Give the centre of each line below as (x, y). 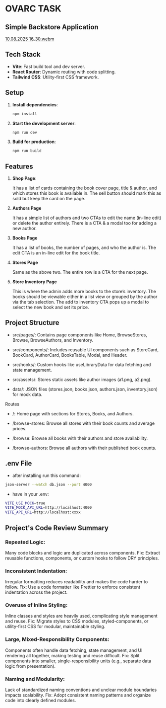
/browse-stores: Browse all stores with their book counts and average (83, 423)
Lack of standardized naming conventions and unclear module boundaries (81, 690)
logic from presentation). (30, 666)
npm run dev (25, 132)
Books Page (25, 238)
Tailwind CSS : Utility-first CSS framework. (55, 77)
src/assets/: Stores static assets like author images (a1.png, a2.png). (82, 379)
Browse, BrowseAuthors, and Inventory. (53, 340)
